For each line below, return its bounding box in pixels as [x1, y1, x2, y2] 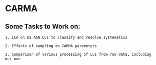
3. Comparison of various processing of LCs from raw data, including [5, 52, 152, 57]
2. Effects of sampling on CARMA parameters [5, 44, 97, 49]
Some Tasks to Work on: [5, 22, 80, 31]
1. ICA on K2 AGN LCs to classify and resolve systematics [5, 35, 128, 40]
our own [5, 56, 21, 61]
